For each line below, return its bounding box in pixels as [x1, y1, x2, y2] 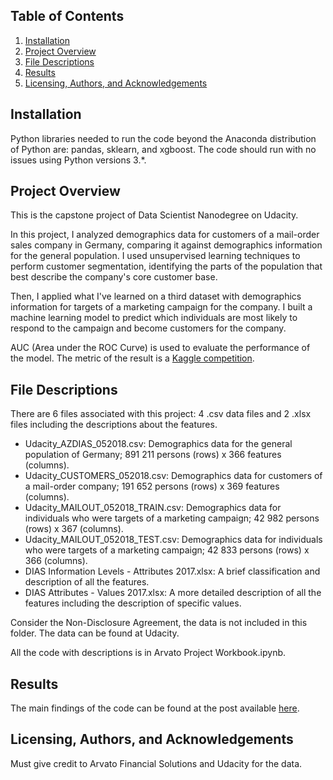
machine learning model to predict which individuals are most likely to [10, 312, 298, 324]
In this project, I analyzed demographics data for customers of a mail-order [10, 229, 320, 241]
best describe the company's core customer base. [10, 271, 218, 283]
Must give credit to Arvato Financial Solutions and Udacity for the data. [10, 757, 303, 769]
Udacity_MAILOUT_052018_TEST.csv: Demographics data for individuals [24, 534, 323, 546]
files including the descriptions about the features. [10, 419, 218, 431]
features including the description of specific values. [24, 597, 242, 609]
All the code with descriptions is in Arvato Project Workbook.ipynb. [10, 647, 287, 659]
